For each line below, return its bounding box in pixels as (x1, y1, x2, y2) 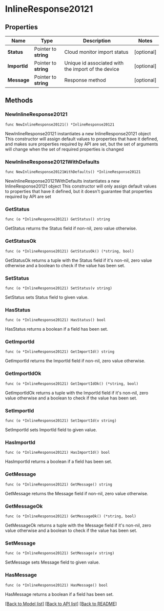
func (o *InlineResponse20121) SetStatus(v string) (5, 286, 112, 291)
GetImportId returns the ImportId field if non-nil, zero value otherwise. (5, 358, 145, 364)
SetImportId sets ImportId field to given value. (5, 427, 97, 433)
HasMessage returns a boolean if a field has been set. (5, 591, 114, 597)
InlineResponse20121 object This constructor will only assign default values (5, 183, 157, 189)
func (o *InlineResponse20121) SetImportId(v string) (5, 419, 117, 423)
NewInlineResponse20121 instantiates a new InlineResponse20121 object (5, 130, 151, 136)
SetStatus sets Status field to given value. (5, 294, 89, 300)
